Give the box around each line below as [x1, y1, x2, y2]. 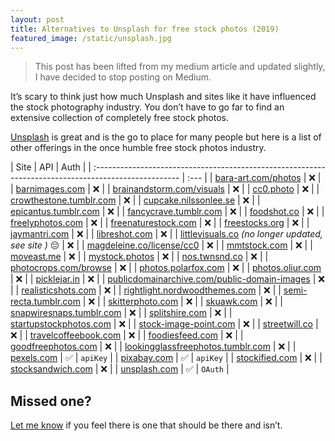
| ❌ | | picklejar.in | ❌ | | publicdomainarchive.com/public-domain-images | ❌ [10, 273, 325, 285]
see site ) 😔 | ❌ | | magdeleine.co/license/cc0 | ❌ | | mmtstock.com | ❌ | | [10, 239, 313, 251]
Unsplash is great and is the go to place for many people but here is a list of [10, 131, 322, 143]
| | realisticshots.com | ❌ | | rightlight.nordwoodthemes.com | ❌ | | [10, 284, 282, 296]
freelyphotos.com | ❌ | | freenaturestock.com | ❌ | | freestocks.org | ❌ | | [10, 217, 310, 229]
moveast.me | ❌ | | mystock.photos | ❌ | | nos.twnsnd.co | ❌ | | [10, 251, 269, 263]
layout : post [10, 14, 65, 25]
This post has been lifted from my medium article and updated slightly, [34, 61, 326, 73]
